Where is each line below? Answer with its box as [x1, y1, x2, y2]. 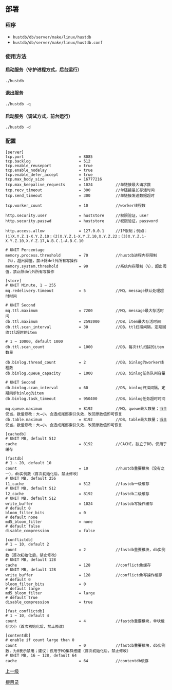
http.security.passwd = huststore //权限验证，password [5, 218, 158, 224]
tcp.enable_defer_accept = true [5, 172, 93, 177]
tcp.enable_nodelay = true [5, 168, 93, 173]
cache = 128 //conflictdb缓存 [5, 562, 151, 568]
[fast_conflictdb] [5, 608, 45, 613]
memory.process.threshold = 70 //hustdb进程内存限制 [5, 252, 158, 258]
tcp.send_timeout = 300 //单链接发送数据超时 [5, 193, 155, 198]
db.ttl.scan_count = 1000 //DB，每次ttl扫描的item [5, 344, 164, 350]
